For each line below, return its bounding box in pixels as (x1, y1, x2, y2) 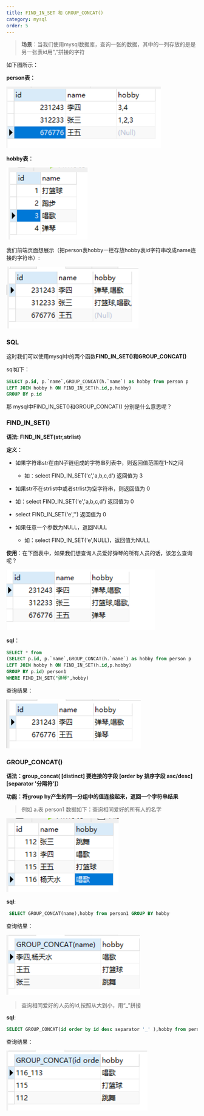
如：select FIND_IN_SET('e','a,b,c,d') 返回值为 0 (15, 498, 134, 505)
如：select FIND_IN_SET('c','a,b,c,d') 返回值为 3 (24, 471, 143, 479)
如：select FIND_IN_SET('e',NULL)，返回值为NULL (24, 536, 151, 544)
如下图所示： (6, 61, 38, 69)
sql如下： (6, 365, 30, 373)
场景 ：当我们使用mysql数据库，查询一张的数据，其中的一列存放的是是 (21, 41, 196, 48)
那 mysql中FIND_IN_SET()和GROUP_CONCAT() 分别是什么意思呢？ (6, 403, 172, 410)
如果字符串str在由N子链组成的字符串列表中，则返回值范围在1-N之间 (15, 459, 184, 466)
